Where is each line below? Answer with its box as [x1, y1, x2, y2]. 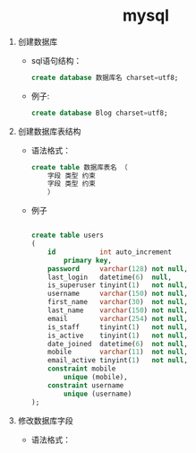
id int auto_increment [47, 248, 173, 257]
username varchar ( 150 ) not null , [47, 289, 188, 299]
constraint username [47, 380, 124, 390]
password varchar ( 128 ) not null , [47, 264, 188, 274]
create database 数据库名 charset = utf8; [30, 73, 179, 82]
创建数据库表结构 [17, 126, 81, 136]
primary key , [63, 256, 112, 265]
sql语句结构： [30, 55, 82, 65]
